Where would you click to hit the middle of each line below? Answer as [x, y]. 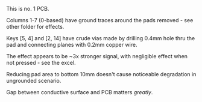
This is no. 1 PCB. [28, 9]
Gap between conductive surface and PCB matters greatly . [80, 92]
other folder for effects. [35, 27]
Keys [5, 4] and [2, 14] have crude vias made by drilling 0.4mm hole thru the [101, 38]
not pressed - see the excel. [41, 63]
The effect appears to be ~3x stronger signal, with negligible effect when [97, 56]
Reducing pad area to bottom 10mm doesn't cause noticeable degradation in [101, 74]
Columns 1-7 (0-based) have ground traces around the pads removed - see [100, 20]
